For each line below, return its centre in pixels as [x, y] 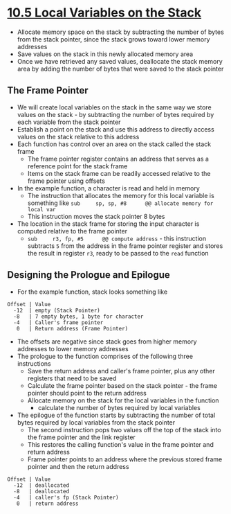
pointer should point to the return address [87, 393]
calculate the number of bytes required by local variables [119, 407]
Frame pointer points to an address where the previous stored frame [125, 459]
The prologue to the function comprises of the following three [105, 356]
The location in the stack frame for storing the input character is [108, 224]
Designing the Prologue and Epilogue [89, 275]
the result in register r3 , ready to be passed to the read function [118, 253]
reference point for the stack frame [77, 166]
